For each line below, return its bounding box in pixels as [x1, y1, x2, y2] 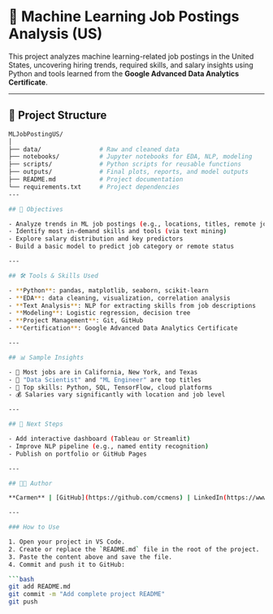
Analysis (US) [8, 24, 103, 43]
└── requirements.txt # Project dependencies [8, 183, 180, 191]
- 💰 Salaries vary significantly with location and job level [8, 391, 226, 399]
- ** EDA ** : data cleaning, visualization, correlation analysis [8, 294, 231, 302]
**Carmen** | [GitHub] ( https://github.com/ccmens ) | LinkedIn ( [8, 494, 227, 502]
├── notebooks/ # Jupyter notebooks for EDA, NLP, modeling [8, 153, 253, 161]
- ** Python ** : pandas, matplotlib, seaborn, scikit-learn [8, 286, 209, 295]
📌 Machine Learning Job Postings [8, 7, 240, 26]
